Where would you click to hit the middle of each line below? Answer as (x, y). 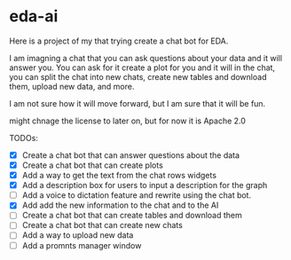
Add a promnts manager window (82, 245)
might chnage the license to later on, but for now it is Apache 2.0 (128, 121)
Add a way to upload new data (78, 235)
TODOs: (24, 138)
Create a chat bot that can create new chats (102, 225)
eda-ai (34, 16)
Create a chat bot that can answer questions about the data (131, 155)
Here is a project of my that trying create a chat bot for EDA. (119, 41)
